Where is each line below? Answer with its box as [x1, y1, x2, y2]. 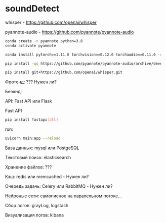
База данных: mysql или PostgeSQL [5, 145, 80, 151]
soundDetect [5, 3, 60, 14]
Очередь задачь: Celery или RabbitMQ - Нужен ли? [5, 183, 113, 189]
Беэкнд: [5, 89, 22, 95]
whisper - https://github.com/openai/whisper [5, 19, 97, 25]
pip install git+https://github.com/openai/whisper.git [5, 70, 123, 75]
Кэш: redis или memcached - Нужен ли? [5, 174, 89, 180]
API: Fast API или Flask [5, 98, 52, 104]
